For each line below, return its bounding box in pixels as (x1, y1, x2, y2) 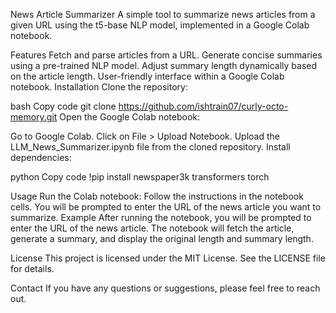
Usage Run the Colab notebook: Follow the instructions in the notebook (10, 190, 304, 202)
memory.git (10, 111, 58, 123)
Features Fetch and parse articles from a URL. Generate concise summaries (10, 49, 323, 61)
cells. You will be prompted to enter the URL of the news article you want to (10, 201, 322, 213)
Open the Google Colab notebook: (59, 111, 201, 123)
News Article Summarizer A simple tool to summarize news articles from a (10, 9, 316, 20)
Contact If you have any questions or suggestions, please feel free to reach (10, 282, 321, 294)
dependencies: (10, 152, 72, 163)
